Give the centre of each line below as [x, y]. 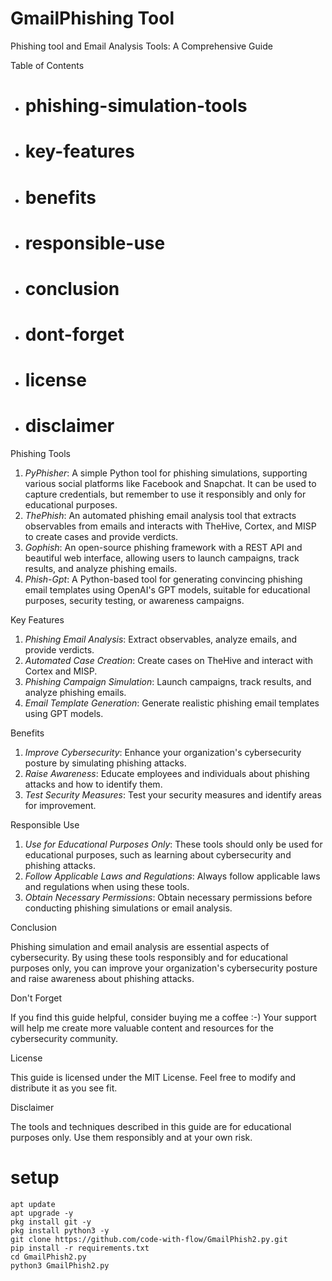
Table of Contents [47, 65]
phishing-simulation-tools [136, 106]
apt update [33, 1205]
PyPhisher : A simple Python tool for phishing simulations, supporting [166, 473]
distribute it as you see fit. [64, 1088]
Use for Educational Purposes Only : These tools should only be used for [173, 844]
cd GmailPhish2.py [48, 1257]
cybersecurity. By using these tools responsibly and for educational [149, 958]
